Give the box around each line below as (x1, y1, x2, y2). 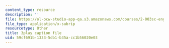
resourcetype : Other (5, 26, 49, 31)
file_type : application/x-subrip (5, 21, 75, 26)
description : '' (5, 12, 39, 17)
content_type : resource (5, 7, 55, 12)
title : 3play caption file (5, 30, 62, 35)
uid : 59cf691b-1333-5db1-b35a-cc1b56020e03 (5, 35, 98, 40)
